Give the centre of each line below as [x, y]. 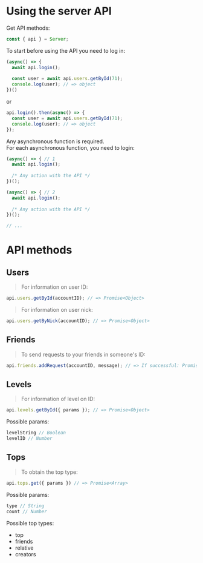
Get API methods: [28, 28]
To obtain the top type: [49, 472]
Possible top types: [30, 523]
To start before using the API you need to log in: [66, 50]
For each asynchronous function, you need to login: [70, 147]
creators [25, 554]
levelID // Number [29, 439]
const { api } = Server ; [37, 39]
